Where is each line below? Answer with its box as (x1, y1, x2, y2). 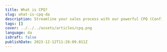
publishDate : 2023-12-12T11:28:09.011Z (5, 40, 88, 45)
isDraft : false (5, 35, 37, 40)
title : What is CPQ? (5, 7, 48, 12)
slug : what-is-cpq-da (5, 12, 50, 17)
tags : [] (5, 21, 23, 26)
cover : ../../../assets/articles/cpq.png (5, 26, 92, 31)
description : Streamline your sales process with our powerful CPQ (5, 16, 148, 21)
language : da (5, 30, 32, 35)
